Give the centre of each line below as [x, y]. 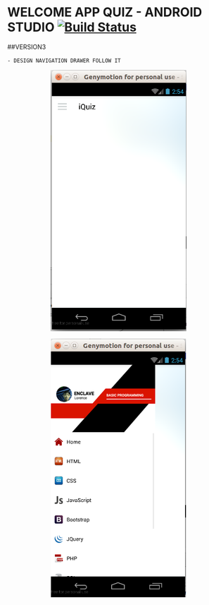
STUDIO [31, 27]
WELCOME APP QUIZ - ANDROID [105, 12]
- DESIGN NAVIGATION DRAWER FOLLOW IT [64, 61]
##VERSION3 [27, 47]
